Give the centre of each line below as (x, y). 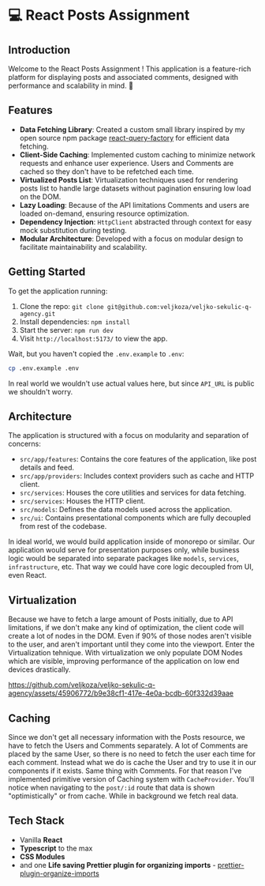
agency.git (37, 314)
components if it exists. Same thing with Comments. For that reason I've (125, 771)
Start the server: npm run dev (67, 330)
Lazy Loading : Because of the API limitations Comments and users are (134, 205)
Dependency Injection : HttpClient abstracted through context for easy (136, 221)
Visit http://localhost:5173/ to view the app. (93, 338)
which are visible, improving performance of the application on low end (124, 662)
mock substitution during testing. (73, 230)
